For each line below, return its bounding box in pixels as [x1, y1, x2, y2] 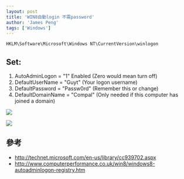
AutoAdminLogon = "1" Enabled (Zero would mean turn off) [14, 73, 158, 80]
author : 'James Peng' [6, 19, 59, 25]
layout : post [6, 8, 38, 15]
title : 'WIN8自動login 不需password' [6, 14, 95, 20]
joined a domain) [14, 97, 56, 104]
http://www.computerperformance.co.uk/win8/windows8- [14, 160, 155, 167]
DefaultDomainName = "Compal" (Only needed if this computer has [14, 92, 179, 99]
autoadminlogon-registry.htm [14, 166, 86, 173]
